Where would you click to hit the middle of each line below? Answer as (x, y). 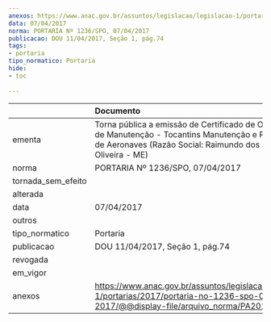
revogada (30, 259)
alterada (28, 194)
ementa (27, 140)
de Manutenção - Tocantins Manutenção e (176, 134)
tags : (17, 46)
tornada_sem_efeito (50, 181)
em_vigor (29, 273)
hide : (17, 69)
